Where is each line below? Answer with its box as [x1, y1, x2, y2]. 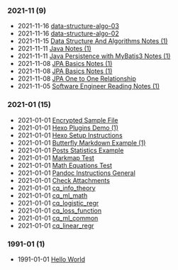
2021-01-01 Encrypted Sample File [17, 116, 118, 124]
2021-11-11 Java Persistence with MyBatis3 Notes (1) [17, 52, 171, 60]
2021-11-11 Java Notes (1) [17, 45, 92, 53]
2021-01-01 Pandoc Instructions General [17, 169, 136, 177]
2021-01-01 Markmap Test [17, 153, 94, 162]
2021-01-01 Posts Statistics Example [17, 146, 124, 154]
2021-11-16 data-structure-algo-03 [17, 22, 119, 30]
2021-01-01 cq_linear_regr [17, 221, 94, 230]
